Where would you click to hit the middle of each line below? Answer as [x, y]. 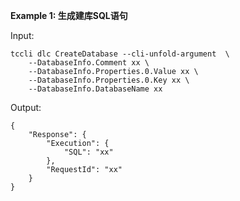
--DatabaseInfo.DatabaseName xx [95, 89]
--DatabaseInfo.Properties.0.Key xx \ [109, 80]
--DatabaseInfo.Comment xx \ [89, 63]
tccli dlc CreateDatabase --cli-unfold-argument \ [120, 54]
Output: [26, 107]
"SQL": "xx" [88, 152]
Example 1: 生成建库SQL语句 [69, 15]
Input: [22, 35]
